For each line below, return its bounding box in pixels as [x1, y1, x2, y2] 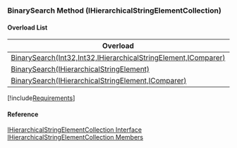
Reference [7, 110, 39, 118]
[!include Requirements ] [7, 94, 75, 102]
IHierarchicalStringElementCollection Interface [7, 125, 142, 134]
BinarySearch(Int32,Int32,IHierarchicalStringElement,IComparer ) [11, 53, 226, 63]
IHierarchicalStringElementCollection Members [7, 133, 144, 142]
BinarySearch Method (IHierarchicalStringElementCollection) [7, 6, 222, 16]
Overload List [7, 23, 48, 32]
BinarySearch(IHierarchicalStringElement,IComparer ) [11, 76, 187, 86]
